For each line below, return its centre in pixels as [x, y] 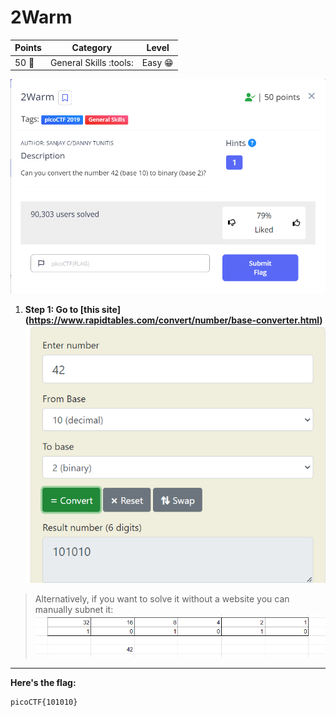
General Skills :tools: [91, 62]
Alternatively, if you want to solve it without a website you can [162, 598]
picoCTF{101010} [44, 702]
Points [28, 48]
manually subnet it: [74, 609]
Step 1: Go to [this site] [72, 310]
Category [92, 48]
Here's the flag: [43, 682]
